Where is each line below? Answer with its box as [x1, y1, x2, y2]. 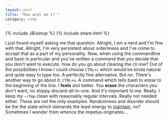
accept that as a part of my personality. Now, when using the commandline [5, 50, 160, 56]
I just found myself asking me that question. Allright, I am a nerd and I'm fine [5, 40, 163, 46]
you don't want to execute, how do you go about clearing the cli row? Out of [5, 61, 163, 67]
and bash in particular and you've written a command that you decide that [5, 56, 158, 62]
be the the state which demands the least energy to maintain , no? [5, 103, 141, 110]
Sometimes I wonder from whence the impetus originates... [5, 109, 128, 115]
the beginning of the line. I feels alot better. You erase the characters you [5, 82, 157, 88]
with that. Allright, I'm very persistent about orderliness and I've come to [5, 45, 155, 51]
